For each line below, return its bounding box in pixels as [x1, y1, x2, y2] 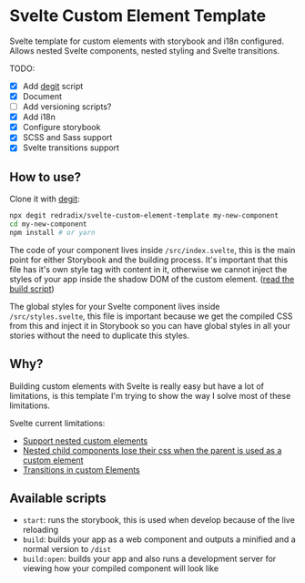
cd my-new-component [9, 220, 88, 229]
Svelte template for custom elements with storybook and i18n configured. [9, 36, 285, 46]
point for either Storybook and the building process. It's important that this [9, 254, 289, 265]
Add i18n [22, 111, 56, 123]
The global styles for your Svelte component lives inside [9, 301, 220, 312]
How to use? [9, 169, 82, 185]
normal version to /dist [22, 544, 112, 555]
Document [22, 91, 62, 101]
